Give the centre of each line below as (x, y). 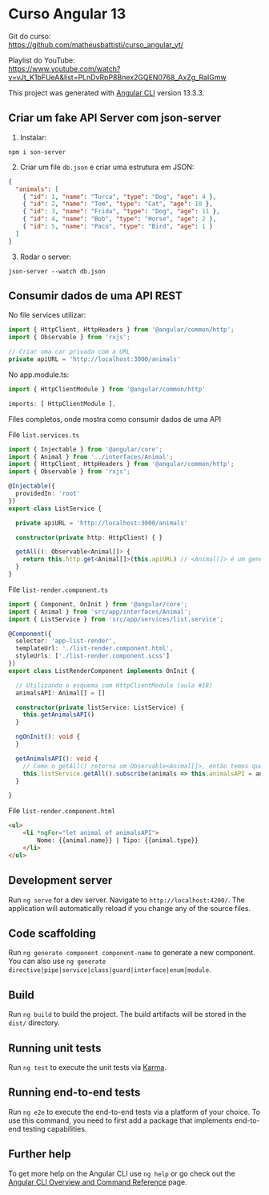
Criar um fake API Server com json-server (115, 118)
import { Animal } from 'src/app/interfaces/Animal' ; (100, 612)
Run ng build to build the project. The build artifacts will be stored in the (127, 1015)
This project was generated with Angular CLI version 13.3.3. (106, 92)
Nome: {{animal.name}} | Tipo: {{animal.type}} (118, 841)
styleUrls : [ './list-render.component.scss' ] (93, 656)
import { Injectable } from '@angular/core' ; (85, 449)
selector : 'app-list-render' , (66, 641)
